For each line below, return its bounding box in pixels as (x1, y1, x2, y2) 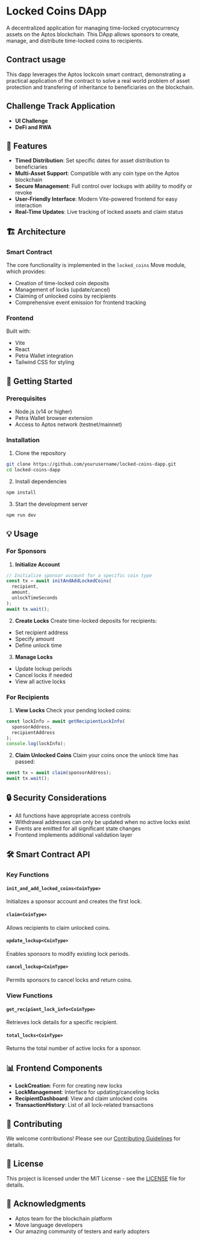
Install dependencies (14, 478, 67, 485)
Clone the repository (14, 450, 66, 457)
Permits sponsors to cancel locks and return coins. (6, 976, 133, 984)
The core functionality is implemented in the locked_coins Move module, (6, 262, 186, 269)
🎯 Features (6, 141, 48, 151)
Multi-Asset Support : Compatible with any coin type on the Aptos (14, 170, 180, 177)
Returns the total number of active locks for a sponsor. (6, 1045, 142, 1052)
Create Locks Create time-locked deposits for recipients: (14, 617, 157, 624)
